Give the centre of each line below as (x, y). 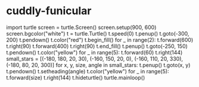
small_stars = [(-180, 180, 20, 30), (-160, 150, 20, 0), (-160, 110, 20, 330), (95, 59)
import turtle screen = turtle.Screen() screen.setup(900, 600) (81, 27)
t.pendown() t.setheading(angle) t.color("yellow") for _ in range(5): (88, 71)
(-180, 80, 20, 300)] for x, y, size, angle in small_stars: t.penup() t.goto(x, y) (98, 65)
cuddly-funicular (49, 11)
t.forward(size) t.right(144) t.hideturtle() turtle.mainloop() (76, 78)
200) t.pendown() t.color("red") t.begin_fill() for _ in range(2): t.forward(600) (100, 40)
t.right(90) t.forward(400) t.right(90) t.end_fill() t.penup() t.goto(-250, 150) (97, 46)
